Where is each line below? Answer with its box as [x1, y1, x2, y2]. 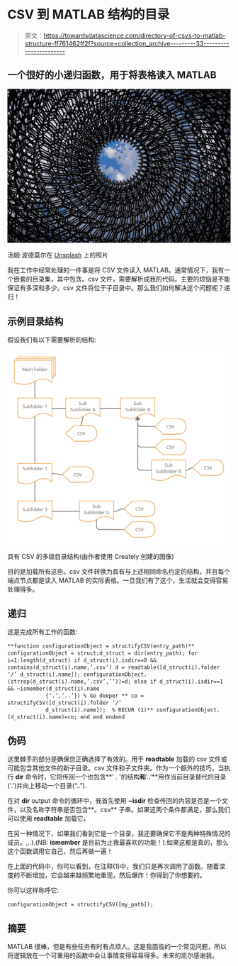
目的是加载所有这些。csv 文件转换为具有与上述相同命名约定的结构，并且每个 [7, 567, 231, 575]
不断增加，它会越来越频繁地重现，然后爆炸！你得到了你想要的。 [19, 871, 206, 879]
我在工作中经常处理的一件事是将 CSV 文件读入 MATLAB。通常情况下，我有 [7, 266, 225, 274]
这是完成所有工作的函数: [7, 628, 78, 636]
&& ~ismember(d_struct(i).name [7, 685, 100, 692]
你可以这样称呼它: [7, 886, 59, 894]
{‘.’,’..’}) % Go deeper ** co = [45, 692, 144, 699]
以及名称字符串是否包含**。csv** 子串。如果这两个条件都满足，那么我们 [19, 806, 231, 814]
